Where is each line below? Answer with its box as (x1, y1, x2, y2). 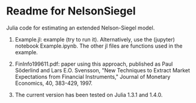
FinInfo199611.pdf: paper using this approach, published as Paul (14, 60, 173, 67)
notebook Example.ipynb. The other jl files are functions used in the (14, 42, 183, 49)
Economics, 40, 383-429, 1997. (14, 80, 93, 87)
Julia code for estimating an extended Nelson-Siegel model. (6, 24, 155, 31)
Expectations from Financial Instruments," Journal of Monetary (14, 73, 171, 80)
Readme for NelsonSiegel (6, 4, 136, 18)
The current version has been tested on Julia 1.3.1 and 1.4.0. (14, 91, 163, 98)
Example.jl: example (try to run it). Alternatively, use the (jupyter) (14, 36, 176, 43)
